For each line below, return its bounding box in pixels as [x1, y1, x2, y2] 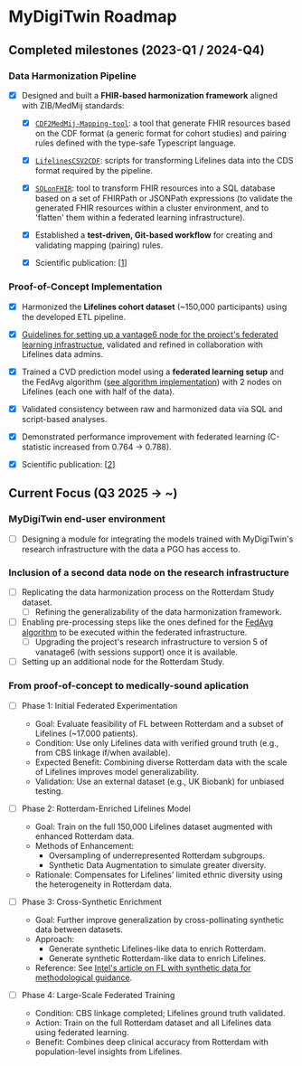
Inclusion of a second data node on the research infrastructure [8, 566, 290, 579]
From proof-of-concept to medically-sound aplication [8, 680, 250, 693]
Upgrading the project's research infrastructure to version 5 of [34, 637, 269, 647]
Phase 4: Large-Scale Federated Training [21, 989, 175, 1000]
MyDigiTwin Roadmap [8, 6, 177, 27]
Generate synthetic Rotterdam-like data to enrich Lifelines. [48, 952, 267, 964]
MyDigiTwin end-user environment [8, 513, 166, 525]
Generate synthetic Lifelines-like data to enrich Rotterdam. [48, 943, 267, 954]
